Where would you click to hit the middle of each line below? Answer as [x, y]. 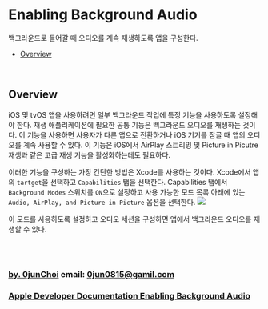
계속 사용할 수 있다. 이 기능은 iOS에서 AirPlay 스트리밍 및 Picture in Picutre [140, 145]
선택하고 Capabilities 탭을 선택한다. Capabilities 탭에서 [139, 182]
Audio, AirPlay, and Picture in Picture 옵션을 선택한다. [102, 202]
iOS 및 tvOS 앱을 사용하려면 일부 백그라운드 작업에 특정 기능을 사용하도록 [122, 114]
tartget [29, 183]
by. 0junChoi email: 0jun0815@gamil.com [91, 274]
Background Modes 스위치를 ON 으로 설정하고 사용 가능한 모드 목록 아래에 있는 [127, 192]
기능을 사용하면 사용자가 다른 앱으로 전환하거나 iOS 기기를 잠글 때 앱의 [136, 134]
